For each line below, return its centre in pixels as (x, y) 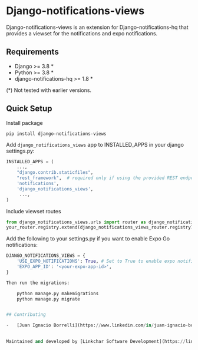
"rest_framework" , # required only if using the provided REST (97, 178)
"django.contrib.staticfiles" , (55, 173)
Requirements (32, 52)
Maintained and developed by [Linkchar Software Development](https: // (96, 342)
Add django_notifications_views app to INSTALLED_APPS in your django (95, 144)
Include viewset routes (34, 211)
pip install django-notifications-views (57, 134)
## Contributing (26, 315)
